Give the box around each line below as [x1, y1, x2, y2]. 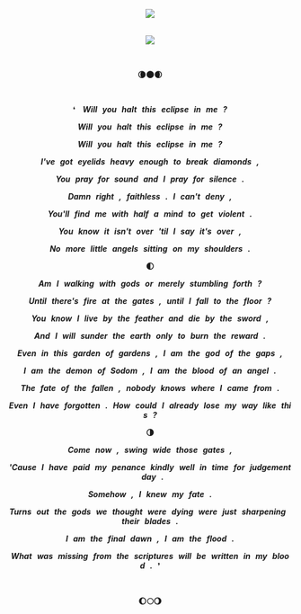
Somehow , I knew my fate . [87, 489, 213, 499]
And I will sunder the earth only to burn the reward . [33, 331, 267, 341]
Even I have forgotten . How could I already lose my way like [8, 400, 277, 411]
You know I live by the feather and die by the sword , [31, 313, 270, 324]
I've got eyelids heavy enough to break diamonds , [40, 156, 260, 166]
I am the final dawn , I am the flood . [65, 533, 235, 544]
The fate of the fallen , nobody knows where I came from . [20, 383, 280, 393]
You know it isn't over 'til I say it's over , [58, 226, 242, 236]
